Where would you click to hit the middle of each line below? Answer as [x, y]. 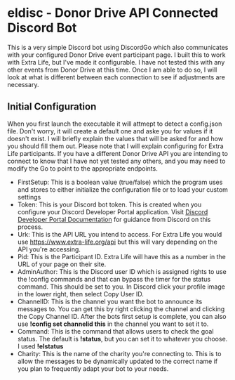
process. [30, 227]
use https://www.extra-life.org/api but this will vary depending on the [117, 242]
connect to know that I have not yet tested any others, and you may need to [116, 161]
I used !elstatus [40, 346]
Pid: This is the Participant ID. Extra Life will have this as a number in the [121, 256]
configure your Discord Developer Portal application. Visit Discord [113, 211]
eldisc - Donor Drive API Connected [113, 13]
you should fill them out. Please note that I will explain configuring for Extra [115, 146]
